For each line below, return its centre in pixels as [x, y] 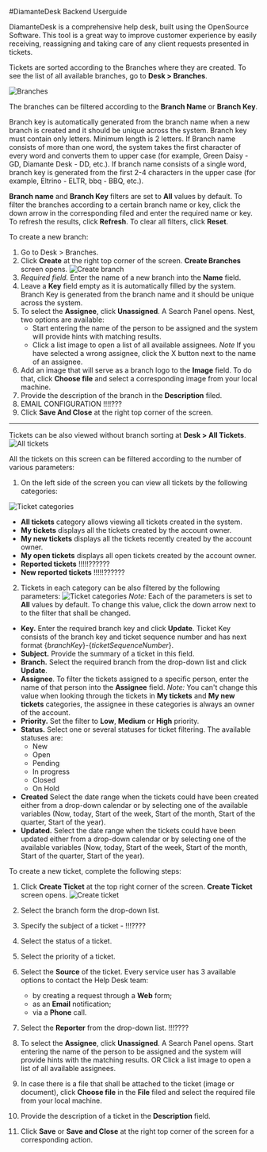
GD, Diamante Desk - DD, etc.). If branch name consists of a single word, [128, 164]
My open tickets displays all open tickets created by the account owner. [138, 555]
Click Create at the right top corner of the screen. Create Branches [130, 260]
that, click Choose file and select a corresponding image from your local [139, 379]
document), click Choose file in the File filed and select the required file [138, 1092]
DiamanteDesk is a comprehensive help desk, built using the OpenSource [129, 27]
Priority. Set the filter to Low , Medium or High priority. [110, 721]
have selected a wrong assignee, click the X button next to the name [144, 353]
